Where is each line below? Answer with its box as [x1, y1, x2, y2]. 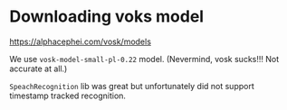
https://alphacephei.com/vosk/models [9, 36, 152, 47]
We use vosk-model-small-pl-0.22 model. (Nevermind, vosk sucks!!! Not [9, 53, 279, 64]
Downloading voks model [9, 6, 205, 27]
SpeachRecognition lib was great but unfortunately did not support [9, 80, 255, 91]
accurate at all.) [9, 63, 68, 74]
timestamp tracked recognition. [9, 90, 127, 101]
